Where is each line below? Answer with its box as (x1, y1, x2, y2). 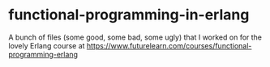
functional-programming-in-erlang (8, 6, 250, 24)
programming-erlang (8, 49, 79, 59)
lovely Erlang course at (8, 40, 85, 50)
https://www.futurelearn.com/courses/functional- (86, 40, 252, 50)
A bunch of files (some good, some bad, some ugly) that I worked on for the (8, 32, 262, 42)
